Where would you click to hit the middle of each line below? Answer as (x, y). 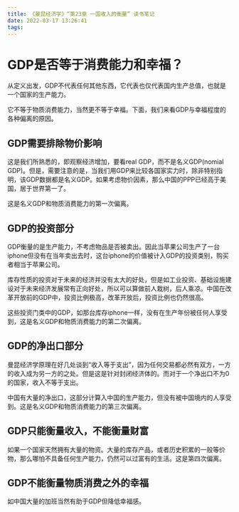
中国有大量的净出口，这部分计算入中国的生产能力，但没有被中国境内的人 (113, 397)
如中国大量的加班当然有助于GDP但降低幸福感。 (76, 501)
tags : (15, 27)
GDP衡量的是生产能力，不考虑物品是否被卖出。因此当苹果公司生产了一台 (114, 246)
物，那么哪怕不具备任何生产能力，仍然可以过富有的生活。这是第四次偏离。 (116, 458)
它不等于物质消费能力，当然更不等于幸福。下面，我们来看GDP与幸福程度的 (117, 110)
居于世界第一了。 (44, 189)
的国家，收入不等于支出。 (45, 382)
